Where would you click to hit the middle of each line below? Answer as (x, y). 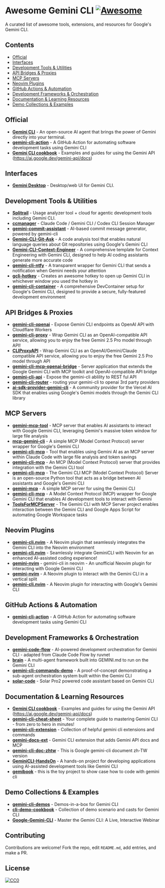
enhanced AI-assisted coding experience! (55, 558)
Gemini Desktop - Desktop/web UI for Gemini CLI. (63, 185)
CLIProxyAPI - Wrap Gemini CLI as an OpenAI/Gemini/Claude (74, 351)
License (17, 868)
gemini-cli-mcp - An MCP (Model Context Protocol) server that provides (86, 462)
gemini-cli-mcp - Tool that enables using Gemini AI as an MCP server (83, 451)
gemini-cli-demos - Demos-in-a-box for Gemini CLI (65, 804)
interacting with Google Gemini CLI (48, 568)
